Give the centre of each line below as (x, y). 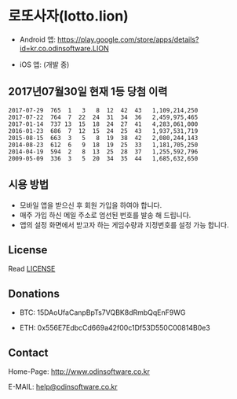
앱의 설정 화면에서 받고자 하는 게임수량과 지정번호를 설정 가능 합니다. (124, 224)
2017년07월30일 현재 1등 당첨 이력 (88, 92)
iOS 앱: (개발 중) (44, 65)
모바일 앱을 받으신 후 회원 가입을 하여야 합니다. (91, 205)
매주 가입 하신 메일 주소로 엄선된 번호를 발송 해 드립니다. (105, 215)
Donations (34, 293)
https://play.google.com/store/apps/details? (128, 39)
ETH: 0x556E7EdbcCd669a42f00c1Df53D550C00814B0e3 (115, 328)
